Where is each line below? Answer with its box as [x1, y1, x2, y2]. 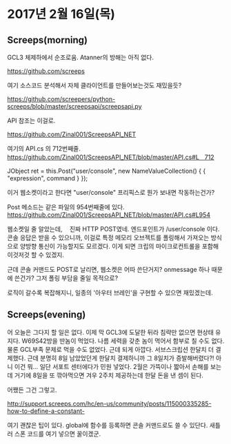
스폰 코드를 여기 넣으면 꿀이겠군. [14, 430, 101, 438]
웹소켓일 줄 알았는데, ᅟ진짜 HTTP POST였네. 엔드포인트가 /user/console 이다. [7, 225, 220, 233]
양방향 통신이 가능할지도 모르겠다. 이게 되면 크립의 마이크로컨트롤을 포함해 [19, 242, 219, 250]
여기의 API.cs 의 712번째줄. [7, 145, 81, 152]
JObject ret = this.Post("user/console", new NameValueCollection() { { [7, 167, 206, 175]
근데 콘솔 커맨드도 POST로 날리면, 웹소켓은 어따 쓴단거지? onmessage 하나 [7, 266, 210, 273]
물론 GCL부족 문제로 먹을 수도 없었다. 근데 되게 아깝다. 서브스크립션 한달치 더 [7, 345, 214, 353]
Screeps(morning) [7, 34, 88, 45]
